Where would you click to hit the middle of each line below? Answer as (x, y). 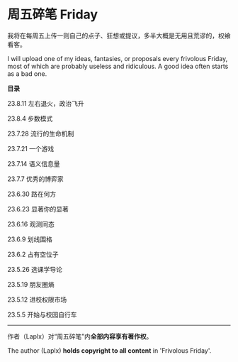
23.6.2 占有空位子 (33, 254)
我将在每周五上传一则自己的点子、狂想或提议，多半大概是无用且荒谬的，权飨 (119, 35)
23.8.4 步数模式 (30, 119)
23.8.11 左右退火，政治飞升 (46, 103)
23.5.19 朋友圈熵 (31, 284)
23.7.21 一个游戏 (31, 148)
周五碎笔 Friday (52, 15)
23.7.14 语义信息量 (34, 163)
